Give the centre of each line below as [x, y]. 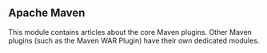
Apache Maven [47, 13]
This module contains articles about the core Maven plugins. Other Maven [130, 32]
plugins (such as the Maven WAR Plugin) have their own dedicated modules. [134, 40]
